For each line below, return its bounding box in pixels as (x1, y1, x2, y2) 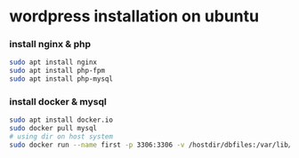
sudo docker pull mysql (9, 124, 98, 133)
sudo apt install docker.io (9, 115, 114, 125)
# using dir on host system (9, 132, 114, 141)
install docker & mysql (9, 96, 107, 108)
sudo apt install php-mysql (9, 75, 114, 83)
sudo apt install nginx (9, 58, 98, 67)
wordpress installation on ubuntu (9, 6, 260, 27)
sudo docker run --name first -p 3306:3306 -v (9, 140, 185, 150)
